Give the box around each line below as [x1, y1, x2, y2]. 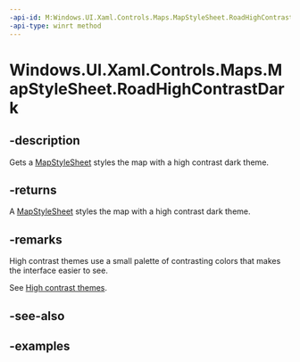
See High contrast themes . [9, 283, 108, 293]
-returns [9, 182, 57, 197]
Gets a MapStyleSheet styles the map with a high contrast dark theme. [9, 157, 270, 168]
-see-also [9, 309, 65, 324]
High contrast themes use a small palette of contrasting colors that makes [9, 256, 281, 267]
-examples [9, 338, 71, 353]
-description [9, 133, 80, 148]
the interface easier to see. [9, 265, 109, 276]
